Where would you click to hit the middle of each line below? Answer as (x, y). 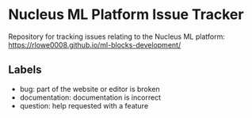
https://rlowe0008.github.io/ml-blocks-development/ (95, 44)
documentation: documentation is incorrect (90, 97)
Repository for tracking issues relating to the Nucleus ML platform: (117, 36)
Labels (25, 70)
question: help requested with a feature (84, 105)
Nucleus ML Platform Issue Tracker (126, 15)
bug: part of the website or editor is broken (90, 89)
